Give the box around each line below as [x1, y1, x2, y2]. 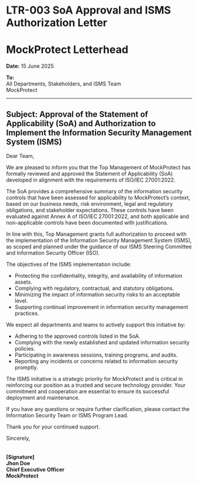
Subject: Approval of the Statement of [6, 109, 148, 119]
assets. [14, 278, 32, 285]
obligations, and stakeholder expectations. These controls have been [6, 206, 174, 213]
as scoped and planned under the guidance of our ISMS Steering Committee [6, 243, 192, 250]
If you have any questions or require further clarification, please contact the [6, 405, 190, 413]
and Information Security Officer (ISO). [6, 249, 100, 256]
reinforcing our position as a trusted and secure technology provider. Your [6, 381, 186, 388]
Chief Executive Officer [6, 466, 65, 473]
